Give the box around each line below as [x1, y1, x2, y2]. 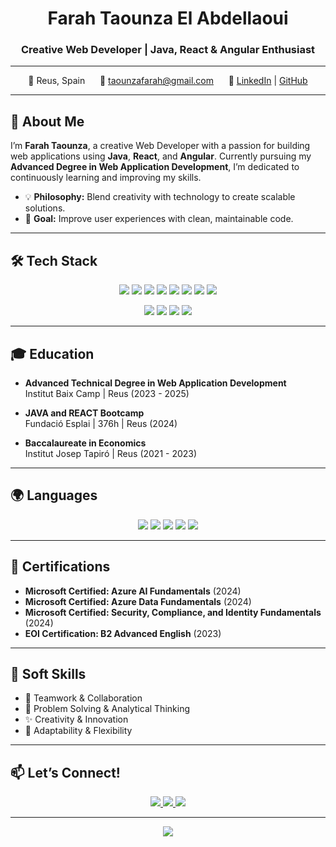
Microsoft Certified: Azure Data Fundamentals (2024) [24, 595, 252, 607]
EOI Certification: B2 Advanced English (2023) [24, 627, 222, 639]
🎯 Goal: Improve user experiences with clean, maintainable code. [24, 213, 294, 225]
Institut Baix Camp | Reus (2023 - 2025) [24, 387, 190, 399]
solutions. [24, 202, 66, 214]
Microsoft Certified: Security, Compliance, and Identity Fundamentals [24, 606, 322, 618]
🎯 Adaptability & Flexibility [24, 725, 133, 737]
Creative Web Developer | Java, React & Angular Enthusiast [20, 43, 316, 57]
